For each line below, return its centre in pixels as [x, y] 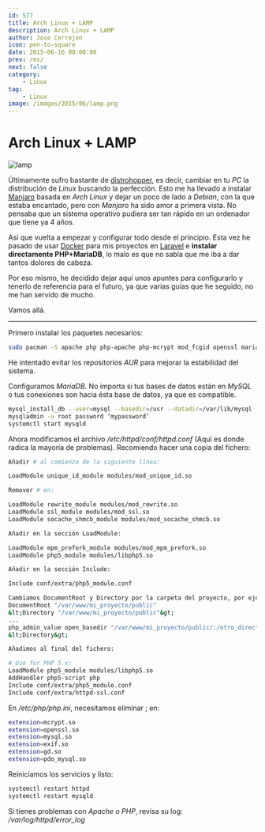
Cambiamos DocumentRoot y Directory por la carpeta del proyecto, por [127, 598]
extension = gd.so [35, 752]
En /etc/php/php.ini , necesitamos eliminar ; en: [84, 708]
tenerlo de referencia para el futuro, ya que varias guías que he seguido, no [131, 286]
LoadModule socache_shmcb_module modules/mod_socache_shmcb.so [114, 519]
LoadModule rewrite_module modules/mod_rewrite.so [93, 505]
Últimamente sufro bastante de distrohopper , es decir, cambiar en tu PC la [129, 180]
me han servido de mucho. [52, 295]
